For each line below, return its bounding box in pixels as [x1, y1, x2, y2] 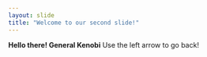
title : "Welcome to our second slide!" [8, 19, 140, 27]
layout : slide [8, 11, 55, 20]
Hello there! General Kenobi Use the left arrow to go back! [8, 40, 200, 49]
